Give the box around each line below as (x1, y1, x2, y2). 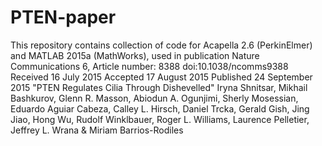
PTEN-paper (10, 6, 117, 29)
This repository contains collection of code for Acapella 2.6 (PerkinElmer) (10, 39, 313, 51)
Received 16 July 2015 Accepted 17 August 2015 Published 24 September (10, 71, 313, 83)
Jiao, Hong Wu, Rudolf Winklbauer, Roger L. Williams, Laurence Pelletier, (10, 113, 310, 125)
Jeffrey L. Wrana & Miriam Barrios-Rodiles (10, 124, 184, 136)
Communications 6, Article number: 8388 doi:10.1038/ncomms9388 (10, 60, 289, 72)
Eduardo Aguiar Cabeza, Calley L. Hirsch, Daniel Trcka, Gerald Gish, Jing (10, 102, 310, 115)
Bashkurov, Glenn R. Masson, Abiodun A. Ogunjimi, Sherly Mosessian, (10, 92, 299, 104)
